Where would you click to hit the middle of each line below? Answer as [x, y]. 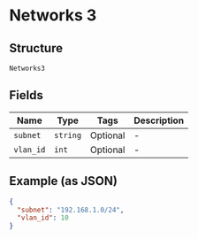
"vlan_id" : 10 [43, 218]
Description [159, 120]
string [68, 135]
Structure [36, 48]
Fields [27, 95]
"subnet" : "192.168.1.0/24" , [71, 210]
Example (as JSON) [63, 181]
